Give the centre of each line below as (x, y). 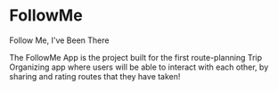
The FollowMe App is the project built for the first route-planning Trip (136, 57)
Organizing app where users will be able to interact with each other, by (139, 67)
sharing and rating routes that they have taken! (95, 76)
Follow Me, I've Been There (59, 40)
